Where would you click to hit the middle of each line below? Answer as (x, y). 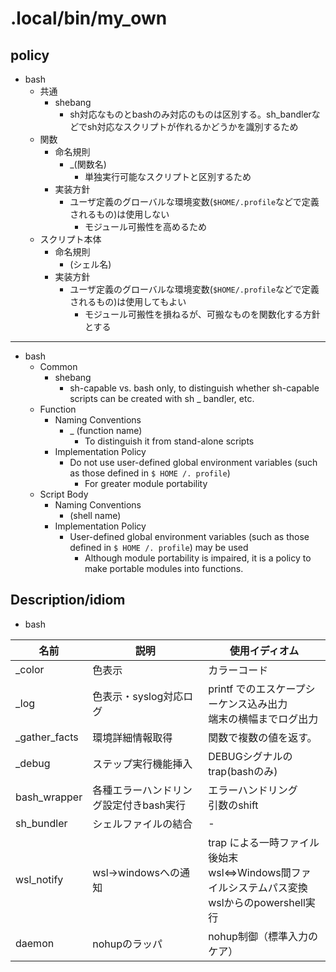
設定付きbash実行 (144, 805)
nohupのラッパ (127, 944)
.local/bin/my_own (89, 18)
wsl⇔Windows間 (250, 872)
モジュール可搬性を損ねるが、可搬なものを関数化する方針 (202, 314)
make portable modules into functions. (164, 568)
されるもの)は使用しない (119, 214)
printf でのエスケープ (257, 689)
